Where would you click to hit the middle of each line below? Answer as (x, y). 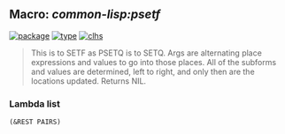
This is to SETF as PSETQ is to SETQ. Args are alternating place (146, 53)
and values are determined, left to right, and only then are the (142, 71)
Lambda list (35, 103)
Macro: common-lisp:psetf (85, 15)
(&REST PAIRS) (35, 123)
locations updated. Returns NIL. (89, 81)
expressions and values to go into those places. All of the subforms (154, 62)
